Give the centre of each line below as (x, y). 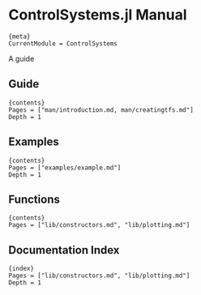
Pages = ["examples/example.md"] (65, 168)
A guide (21, 58)
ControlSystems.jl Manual (98, 15)
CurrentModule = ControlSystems (63, 43)
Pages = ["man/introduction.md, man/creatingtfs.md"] (101, 110)
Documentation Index (64, 250)
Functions (34, 199)
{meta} (19, 36)
